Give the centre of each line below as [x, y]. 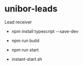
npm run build [25, 40]
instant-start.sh [27, 59]
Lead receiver [18, 22]
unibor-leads [31, 9]
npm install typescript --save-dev [45, 31]
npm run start [25, 50]
